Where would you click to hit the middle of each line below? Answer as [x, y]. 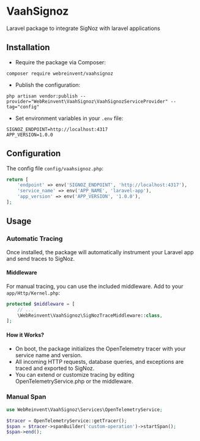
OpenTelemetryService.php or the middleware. [74, 381]
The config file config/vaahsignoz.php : [55, 168]
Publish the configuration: [48, 85]
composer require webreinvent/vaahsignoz [60, 73]
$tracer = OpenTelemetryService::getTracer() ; [67, 421]
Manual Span [26, 397]
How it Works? [25, 334]
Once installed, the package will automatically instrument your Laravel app [100, 252]
